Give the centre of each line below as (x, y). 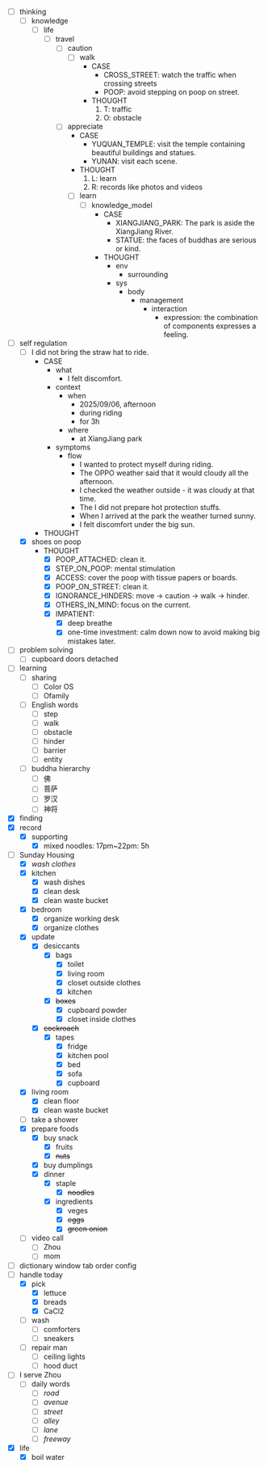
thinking (33, 12)
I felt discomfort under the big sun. (137, 524)
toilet (76, 964)
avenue (56, 1403)
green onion (88, 1229)
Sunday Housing (47, 854)
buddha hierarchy (61, 769)
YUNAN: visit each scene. (135, 162)
